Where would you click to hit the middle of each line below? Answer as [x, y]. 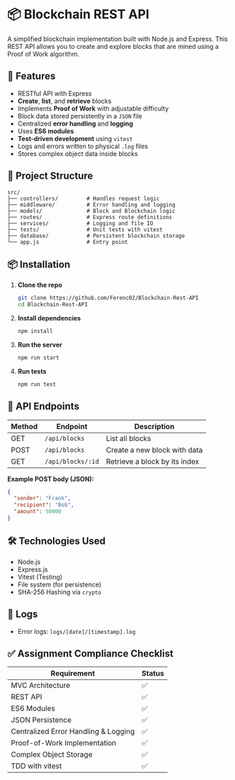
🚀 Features [31, 76]
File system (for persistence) [59, 584]
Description [154, 426]
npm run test [37, 384]
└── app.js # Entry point [68, 242]
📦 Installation [39, 264]
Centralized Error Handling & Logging [73, 732]
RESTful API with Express [55, 93]
